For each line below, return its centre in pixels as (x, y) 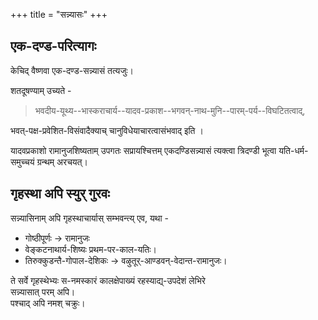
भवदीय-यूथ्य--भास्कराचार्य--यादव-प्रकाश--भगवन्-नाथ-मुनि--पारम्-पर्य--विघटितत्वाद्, (170, 110)
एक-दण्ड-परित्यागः (53, 46)
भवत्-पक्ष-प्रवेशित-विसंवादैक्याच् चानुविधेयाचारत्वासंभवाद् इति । (107, 130)
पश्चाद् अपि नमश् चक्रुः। (48, 303)
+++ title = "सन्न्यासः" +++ (59, 14)
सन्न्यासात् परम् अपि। (43, 291)
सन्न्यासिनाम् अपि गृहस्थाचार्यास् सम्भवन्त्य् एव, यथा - (90, 218)
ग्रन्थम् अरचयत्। (62, 161)
